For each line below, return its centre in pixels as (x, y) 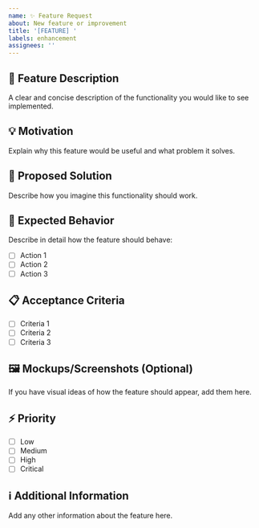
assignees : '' (32, 46)
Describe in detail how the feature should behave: (91, 240)
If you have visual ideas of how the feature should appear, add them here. (130, 392)
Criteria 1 (34, 324)
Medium (34, 451)
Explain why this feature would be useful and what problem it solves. (121, 150)
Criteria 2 (35, 333)
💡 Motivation (41, 131)
